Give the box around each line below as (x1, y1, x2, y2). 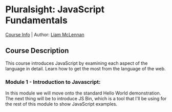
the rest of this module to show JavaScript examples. (5, 101, 118, 107)
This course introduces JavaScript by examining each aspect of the (5, 60, 148, 66)
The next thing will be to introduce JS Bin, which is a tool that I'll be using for (5, 96, 167, 102)
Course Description (5, 46, 69, 55)
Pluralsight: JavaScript (5, 4, 105, 15)
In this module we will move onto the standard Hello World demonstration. (5, 90, 161, 96)
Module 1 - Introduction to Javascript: (5, 78, 101, 85)
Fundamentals (5, 14, 68, 26)
